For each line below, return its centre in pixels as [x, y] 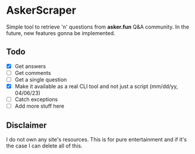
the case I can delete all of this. [44, 146]
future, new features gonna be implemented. [61, 33]
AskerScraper [41, 10]
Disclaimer [26, 125]
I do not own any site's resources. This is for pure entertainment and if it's [97, 139]
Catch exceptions [36, 99]
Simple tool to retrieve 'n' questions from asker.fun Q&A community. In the [97, 27]
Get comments [33, 73]
